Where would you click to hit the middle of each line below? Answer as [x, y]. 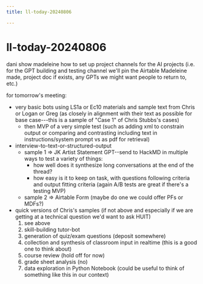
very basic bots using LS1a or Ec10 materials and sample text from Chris [105, 107]
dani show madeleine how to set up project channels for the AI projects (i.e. [101, 64]
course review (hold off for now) [64, 255]
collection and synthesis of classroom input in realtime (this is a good [111, 242]
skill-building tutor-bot [52, 229]
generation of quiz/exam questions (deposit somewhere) [95, 236]
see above [37, 223]
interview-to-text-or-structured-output [63, 146]
